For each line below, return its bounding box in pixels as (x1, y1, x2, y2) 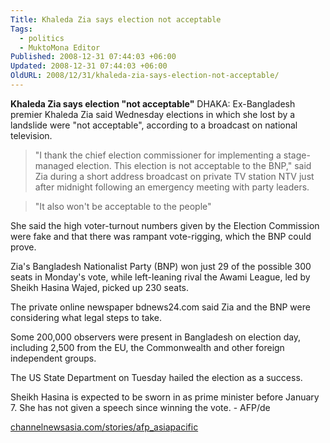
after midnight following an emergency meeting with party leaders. (34, 181, 310, 193)
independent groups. (10, 352, 97, 364)
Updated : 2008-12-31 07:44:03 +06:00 (10, 61, 168, 71)
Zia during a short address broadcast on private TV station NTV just (34, 170, 315, 182)
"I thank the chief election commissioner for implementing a (34, 149, 282, 161)
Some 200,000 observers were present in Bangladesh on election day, (10, 331, 302, 343)
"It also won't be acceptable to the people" (34, 200, 212, 212)
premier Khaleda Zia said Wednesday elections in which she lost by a (10, 108, 296, 120)
